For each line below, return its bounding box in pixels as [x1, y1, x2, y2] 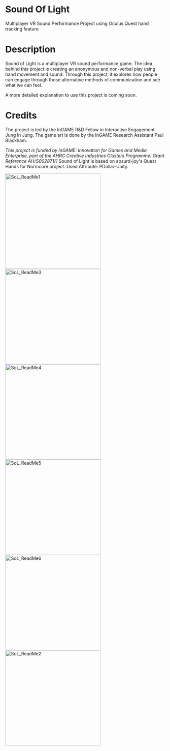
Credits [5, 110, 37, 122]
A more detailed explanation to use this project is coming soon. [5, 92, 137, 98]
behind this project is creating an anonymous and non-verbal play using [5, 66, 156, 72]
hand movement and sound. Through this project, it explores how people [5, 71, 157, 77]
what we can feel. [5, 82, 43, 88]
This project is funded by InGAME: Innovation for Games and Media [5, 147, 147, 153]
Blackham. [5, 137, 27, 143]
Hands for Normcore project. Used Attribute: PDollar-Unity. [5, 163, 128, 169]
